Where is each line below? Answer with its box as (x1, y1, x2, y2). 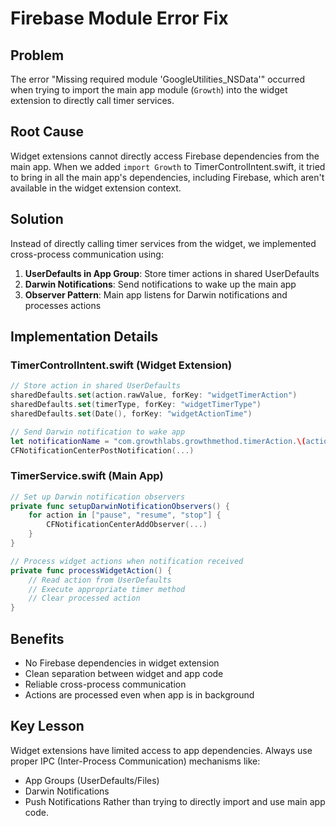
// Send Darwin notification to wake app (10, 427, 186, 437)
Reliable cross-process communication (24, 678, 187, 691)
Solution (10, 211, 64, 228)
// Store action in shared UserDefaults (10, 381, 182, 391)
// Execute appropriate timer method (28, 584, 186, 594)
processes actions (24, 299, 102, 311)
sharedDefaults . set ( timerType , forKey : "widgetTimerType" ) (10, 400, 262, 410)
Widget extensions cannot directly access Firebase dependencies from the (10, 150, 320, 162)
